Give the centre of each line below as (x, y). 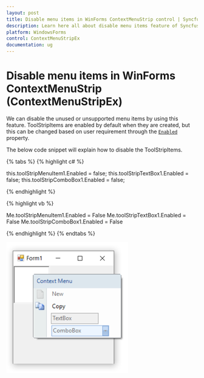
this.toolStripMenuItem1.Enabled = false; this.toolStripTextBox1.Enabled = (98, 173)
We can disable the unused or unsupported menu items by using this (92, 118)
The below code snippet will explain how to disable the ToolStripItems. (94, 150)
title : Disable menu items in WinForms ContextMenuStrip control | (93, 19)
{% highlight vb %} (30, 203)
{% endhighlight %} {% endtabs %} (51, 233)
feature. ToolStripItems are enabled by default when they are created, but (98, 125)
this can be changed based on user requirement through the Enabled (92, 131)
